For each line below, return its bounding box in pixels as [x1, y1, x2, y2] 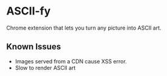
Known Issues [6, 42, 61, 52]
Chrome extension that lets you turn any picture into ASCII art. [6, 24, 162, 31]
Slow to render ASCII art [15, 64, 76, 71]
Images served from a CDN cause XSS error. [15, 57, 128, 65]
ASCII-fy [6, 4, 51, 18]
